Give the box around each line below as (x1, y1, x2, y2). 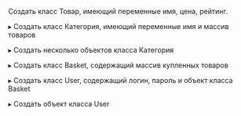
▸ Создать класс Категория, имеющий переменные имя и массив (8, 22, 229, 31)
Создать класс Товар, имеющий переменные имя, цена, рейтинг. (8, 7, 228, 16)
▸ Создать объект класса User (8, 100, 110, 108)
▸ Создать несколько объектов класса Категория (8, 45, 174, 54)
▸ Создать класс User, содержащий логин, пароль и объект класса (8, 76, 233, 85)
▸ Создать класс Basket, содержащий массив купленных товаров (8, 60, 229, 70)
